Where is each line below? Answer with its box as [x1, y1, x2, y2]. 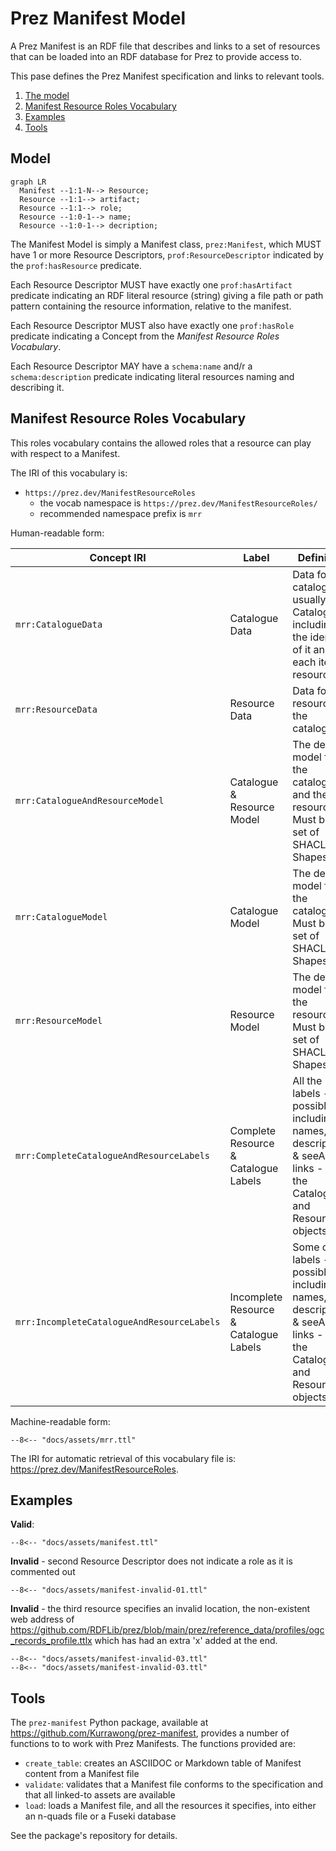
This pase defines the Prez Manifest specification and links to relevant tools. [10, 70, 325, 82]
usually [292, 592, 327, 606]
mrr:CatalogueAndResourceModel [15, 795, 165, 806]
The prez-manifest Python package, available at [10, 1717, 209, 1729]
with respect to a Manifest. [10, 447, 121, 459]
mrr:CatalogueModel [15, 911, 108, 922]
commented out [10, 1566, 76, 1578]
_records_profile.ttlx [10, 1635, 93, 1647]
